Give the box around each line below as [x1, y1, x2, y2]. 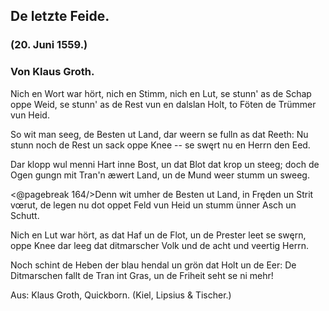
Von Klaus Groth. [10, 65, 95, 79]
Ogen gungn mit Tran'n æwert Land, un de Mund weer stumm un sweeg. [10, 169, 310, 181]
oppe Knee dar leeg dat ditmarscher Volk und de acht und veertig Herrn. [10, 239, 309, 251]
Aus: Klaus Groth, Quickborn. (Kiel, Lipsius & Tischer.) [10, 289, 232, 301]
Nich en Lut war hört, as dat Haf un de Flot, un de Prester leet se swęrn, [10, 229, 307, 241]
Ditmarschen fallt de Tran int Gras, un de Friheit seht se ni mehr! [10, 269, 274, 281]
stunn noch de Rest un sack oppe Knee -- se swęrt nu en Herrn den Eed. [10, 139, 311, 151]
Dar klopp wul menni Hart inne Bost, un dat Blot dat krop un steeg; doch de [10, 158, 320, 170]
